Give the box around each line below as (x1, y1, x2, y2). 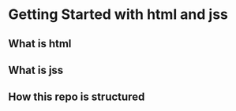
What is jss (8, 63, 64, 76)
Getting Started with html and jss (8, 6, 229, 24)
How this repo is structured (8, 91, 145, 104)
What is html (8, 37, 72, 50)
